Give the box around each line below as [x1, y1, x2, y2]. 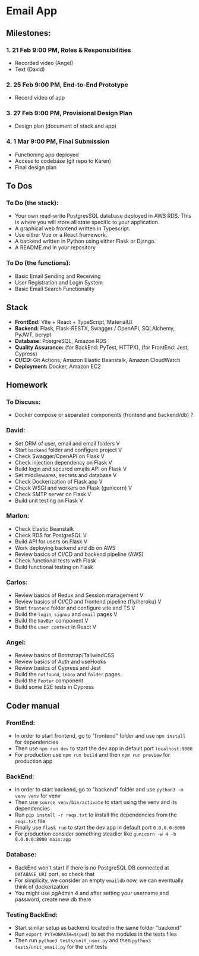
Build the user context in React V [14, 623, 97, 630]
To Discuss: [6, 398, 41, 406]
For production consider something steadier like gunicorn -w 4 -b [14, 830, 176, 837]
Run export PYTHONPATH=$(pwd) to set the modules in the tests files [14, 930, 177, 938]
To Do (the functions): [6, 259, 71, 267]
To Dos [6, 181, 33, 191]
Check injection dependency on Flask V [14, 459, 112, 466]
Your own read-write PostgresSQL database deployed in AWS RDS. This [14, 212, 192, 219]
